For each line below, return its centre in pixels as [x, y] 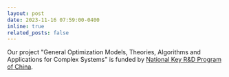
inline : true [26, 26]
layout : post [26, 13]
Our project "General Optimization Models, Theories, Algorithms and [104, 52]
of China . [20, 67]
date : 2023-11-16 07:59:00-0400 [53, 20]
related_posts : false [38, 33]
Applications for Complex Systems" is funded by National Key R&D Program [115, 60]
